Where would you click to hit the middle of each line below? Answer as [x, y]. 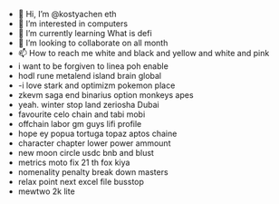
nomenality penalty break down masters [93, 172]
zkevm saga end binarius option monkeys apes [106, 95]
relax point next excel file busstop [81, 182]
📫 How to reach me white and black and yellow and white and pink [144, 53]
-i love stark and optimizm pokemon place [96, 85]
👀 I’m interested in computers [73, 24]
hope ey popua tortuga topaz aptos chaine [97, 133]
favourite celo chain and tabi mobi [82, 114]
